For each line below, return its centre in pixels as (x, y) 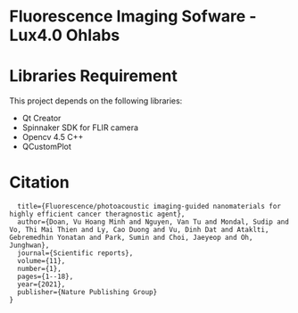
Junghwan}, (29, 246)
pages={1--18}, (46, 277)
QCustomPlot (46, 147)
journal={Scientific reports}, (75, 253)
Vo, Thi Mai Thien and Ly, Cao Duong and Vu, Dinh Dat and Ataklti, (139, 230)
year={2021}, (41, 284)
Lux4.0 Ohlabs (65, 35)
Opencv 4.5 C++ (53, 137)
